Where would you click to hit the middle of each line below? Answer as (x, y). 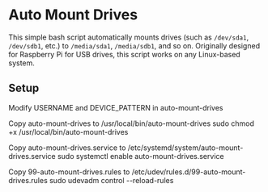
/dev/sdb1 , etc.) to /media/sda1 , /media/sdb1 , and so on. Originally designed (134, 45)
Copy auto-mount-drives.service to (67, 148)
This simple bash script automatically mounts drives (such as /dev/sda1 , (129, 37)
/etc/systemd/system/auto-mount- (185, 148)
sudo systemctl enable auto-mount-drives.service (140, 156)
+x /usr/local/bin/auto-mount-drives (68, 131)
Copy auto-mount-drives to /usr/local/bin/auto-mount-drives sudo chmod (132, 123)
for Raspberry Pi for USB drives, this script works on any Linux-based (124, 54)
